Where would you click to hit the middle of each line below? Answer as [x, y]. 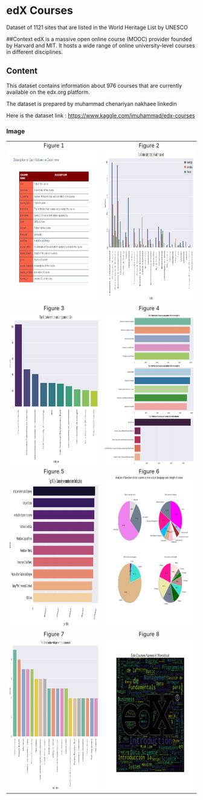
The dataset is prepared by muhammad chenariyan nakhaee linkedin [92, 104]
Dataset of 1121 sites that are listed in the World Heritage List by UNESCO [97, 27]
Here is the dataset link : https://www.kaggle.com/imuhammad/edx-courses [101, 115]
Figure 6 [149, 471]
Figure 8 [149, 634]
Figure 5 [54, 471]
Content [22, 71]
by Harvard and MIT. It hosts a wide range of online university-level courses [101, 45]
